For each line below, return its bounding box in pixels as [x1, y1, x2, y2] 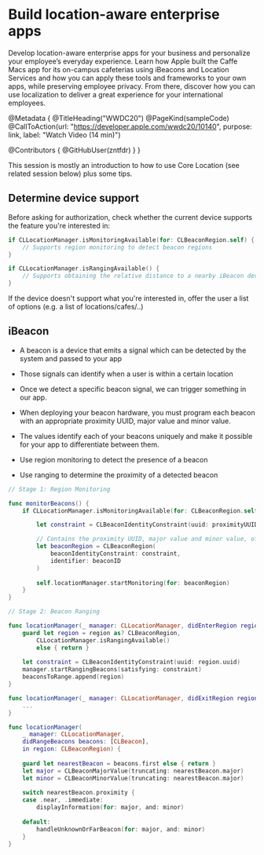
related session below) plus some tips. [8, 169, 133, 178]
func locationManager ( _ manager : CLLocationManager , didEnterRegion [8, 622, 237, 630]
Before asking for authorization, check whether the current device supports [8, 212, 253, 221]
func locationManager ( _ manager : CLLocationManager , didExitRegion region [8, 694, 258, 702]
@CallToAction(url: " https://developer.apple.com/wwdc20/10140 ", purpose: [8, 122, 253, 131]
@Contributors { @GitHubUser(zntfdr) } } [8, 145, 141, 155]
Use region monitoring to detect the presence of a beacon [19, 455, 208, 464]
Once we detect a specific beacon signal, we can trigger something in [19, 384, 247, 393]
